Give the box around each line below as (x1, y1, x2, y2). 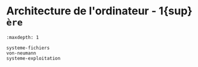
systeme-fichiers (6, 45, 50, 51)
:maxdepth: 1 (6, 34, 39, 40)
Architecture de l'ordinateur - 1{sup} (6, 4, 193, 18)
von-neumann (6, 50, 36, 56)
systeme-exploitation (6, 55, 61, 61)
